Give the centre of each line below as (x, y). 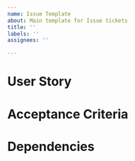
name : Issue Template (39, 14)
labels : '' (23, 34)
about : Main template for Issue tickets (68, 21)
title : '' (22, 27)
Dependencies (51, 146)
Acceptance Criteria (68, 114)
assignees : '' (28, 40)
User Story (40, 82)
